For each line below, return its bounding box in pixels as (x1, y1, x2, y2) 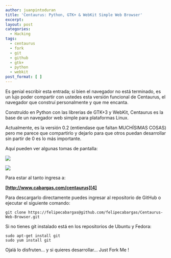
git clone (5, 210, 27, 215)
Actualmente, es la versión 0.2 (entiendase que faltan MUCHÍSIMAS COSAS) (5, 124, 166, 131)
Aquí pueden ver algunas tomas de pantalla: (5, 145, 98, 151)
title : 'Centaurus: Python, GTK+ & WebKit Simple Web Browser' (5, 12, 143, 17)
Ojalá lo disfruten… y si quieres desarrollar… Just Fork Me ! (5, 247, 129, 253)
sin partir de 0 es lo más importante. (5, 135, 82, 142)
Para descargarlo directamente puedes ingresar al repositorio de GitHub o (5, 194, 161, 201)
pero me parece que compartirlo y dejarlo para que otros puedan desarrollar (5, 130, 166, 136)
